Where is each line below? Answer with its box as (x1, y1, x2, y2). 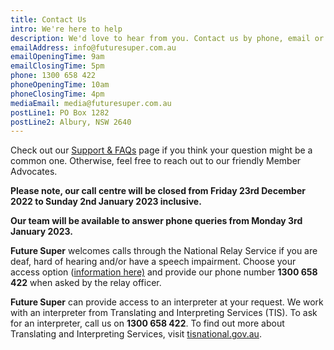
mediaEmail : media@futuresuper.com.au (10, 98, 172, 108)
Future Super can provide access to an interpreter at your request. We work (10, 296, 324, 308)
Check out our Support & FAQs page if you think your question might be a (10, 144, 313, 156)
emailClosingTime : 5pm (10, 61, 105, 71)
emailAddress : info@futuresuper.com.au (10, 42, 177, 53)
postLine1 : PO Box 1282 (10, 107, 110, 118)
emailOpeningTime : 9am (10, 52, 105, 62)
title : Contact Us (10, 14, 87, 25)
